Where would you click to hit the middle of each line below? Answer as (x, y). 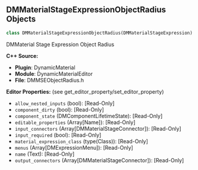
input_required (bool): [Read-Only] (58, 135)
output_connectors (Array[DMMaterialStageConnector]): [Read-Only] (99, 160)
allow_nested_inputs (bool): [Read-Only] (65, 103)
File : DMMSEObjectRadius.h (49, 80)
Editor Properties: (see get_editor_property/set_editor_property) (85, 91)
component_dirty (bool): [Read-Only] (59, 109)
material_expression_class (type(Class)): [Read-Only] (81, 141)
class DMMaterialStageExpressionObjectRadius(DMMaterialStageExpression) (100, 33)
